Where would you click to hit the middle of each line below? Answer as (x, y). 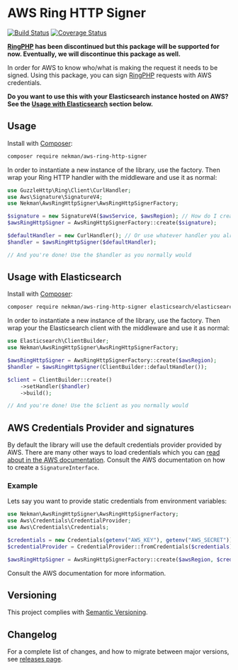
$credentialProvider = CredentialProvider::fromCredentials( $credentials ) (120, 547)
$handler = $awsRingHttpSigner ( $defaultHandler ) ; (82, 242)
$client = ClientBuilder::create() (60, 380)
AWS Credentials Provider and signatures (101, 427)
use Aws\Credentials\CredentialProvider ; (69, 521)
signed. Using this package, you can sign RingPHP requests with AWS (109, 75)
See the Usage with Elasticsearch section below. (80, 103)
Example (23, 486)
